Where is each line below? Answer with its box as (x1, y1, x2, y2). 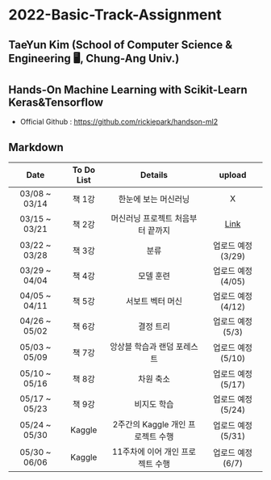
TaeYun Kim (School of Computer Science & (8, 38, 232, 52)
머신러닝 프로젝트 (110, 213, 173, 224)
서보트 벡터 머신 (125, 296, 183, 307)
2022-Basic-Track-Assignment (8, 6, 222, 24)
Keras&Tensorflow (8, 95, 103, 109)
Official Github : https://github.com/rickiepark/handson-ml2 (19, 117, 219, 127)
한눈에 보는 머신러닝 (118, 194, 190, 205)
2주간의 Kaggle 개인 (112, 419, 186, 430)
